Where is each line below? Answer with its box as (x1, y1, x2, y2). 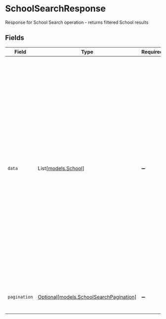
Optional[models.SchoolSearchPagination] (38, 293, 137, 300)
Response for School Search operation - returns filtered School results (5, 19, 149, 25)
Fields (5, 34, 25, 42)
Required (141, 48, 164, 55)
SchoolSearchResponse (5, 3, 106, 14)
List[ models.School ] (38, 165, 85, 172)
